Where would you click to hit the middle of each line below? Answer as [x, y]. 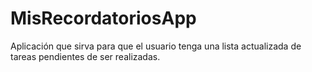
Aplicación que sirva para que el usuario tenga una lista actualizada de [156, 46]
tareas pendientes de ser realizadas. [85, 56]
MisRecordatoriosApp [103, 18]
